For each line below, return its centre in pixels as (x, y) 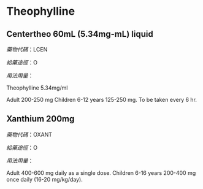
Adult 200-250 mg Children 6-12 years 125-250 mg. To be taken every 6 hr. (102, 100)
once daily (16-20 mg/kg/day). (44, 179)
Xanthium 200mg (40, 119)
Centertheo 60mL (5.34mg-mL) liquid (80, 34)
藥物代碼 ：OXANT (29, 134)
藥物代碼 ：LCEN (27, 49)
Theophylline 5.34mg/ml (37, 88)
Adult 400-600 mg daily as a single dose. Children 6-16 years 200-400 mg (101, 172)
